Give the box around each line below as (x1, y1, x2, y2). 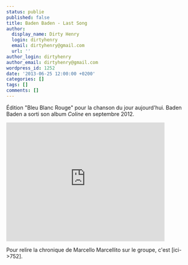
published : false (6, 14, 50, 21)
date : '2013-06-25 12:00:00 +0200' (6, 71, 96, 77)
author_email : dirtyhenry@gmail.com (6, 59, 98, 65)
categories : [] (6, 76, 45, 82)
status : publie (6, 8, 45, 15)
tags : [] (6, 82, 28, 88)
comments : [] (6, 88, 39, 94)
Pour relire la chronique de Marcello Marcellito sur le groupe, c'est (6, 246, 171, 254)
